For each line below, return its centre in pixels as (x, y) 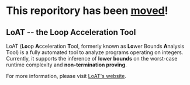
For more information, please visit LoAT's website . (66, 76)
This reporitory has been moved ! (87, 11)
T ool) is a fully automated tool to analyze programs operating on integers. (95, 52)
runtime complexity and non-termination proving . (66, 65)
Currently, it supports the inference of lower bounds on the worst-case (92, 59)
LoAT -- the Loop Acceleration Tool (71, 32)
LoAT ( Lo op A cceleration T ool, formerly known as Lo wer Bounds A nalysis (95, 46)
